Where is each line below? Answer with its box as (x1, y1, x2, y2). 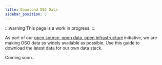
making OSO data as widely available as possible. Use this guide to (5, 40, 140, 45)
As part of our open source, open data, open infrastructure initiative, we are (5, 35, 157, 41)
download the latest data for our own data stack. (5, 45, 102, 51)
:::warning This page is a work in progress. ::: (5, 25, 96, 31)
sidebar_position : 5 (5, 12, 47, 17)
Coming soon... (5, 54, 36, 60)
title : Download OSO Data (5, 7, 58, 12)
